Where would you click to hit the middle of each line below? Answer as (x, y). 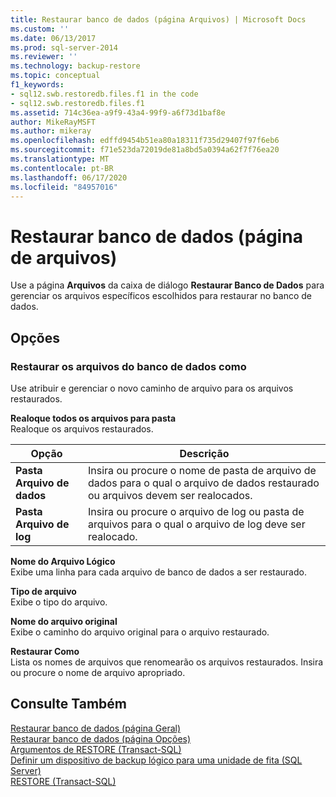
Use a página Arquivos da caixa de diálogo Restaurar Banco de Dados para (167, 285)
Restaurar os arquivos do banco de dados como (128, 366)
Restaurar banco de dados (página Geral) (96, 728)
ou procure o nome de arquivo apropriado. (98, 672)
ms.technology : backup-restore (75, 66)
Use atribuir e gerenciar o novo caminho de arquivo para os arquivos (152, 388)
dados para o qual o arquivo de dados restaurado (204, 483)
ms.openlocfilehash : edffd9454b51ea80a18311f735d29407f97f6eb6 (145, 141)
